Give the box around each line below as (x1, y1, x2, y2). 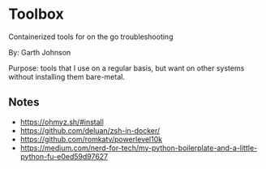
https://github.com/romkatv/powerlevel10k (19, 134, 163, 144)
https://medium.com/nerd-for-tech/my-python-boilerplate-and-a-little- (19, 143, 258, 153)
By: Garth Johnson (8, 47, 71, 57)
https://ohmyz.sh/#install (19, 117, 104, 127)
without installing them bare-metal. (8, 71, 126, 81)
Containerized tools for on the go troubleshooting (8, 32, 174, 41)
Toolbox (8, 5, 64, 24)
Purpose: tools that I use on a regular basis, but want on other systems (8, 63, 245, 73)
